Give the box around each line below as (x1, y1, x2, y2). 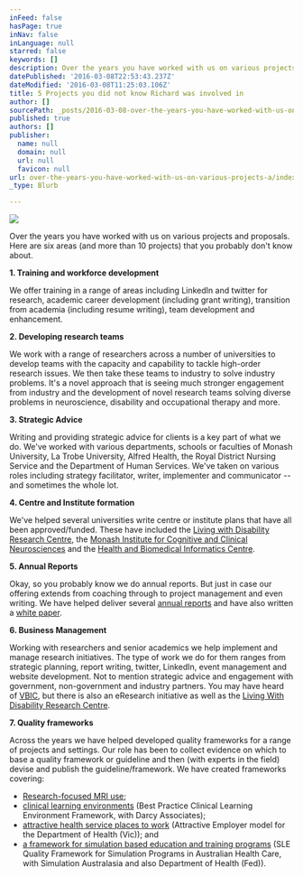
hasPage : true (9, 22, 63, 31)
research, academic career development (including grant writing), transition (9, 294, 290, 305)
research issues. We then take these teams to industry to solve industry (9, 368, 276, 379)
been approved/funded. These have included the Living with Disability (9, 525, 270, 536)
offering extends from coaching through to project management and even (9, 588, 283, 599)
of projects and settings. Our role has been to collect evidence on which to (9, 744, 287, 755)
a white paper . (9, 607, 63, 619)
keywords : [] (9, 55, 59, 64)
